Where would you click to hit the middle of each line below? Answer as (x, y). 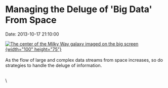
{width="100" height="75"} (33, 49)
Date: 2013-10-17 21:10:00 (32, 34)
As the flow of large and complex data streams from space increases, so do (84, 60)
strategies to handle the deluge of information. (54, 65)
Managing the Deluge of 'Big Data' (79, 9)
